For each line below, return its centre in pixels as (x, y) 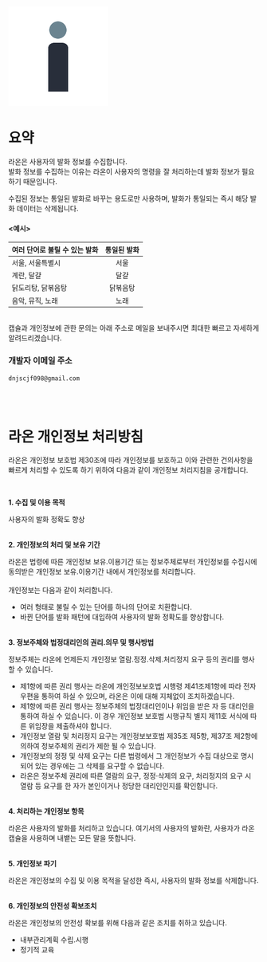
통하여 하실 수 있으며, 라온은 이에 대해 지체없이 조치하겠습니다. (138, 697)
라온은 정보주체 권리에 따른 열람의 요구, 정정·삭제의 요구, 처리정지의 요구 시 (135, 776)
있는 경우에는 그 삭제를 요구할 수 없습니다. (100, 766)
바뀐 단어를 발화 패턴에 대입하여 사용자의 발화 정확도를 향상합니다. (122, 617)
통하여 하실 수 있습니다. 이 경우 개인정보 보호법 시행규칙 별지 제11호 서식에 (134, 717)
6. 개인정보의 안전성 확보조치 (53, 906)
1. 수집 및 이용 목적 (37, 503)
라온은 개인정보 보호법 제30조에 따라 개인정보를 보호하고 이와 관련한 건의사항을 (131, 460)
